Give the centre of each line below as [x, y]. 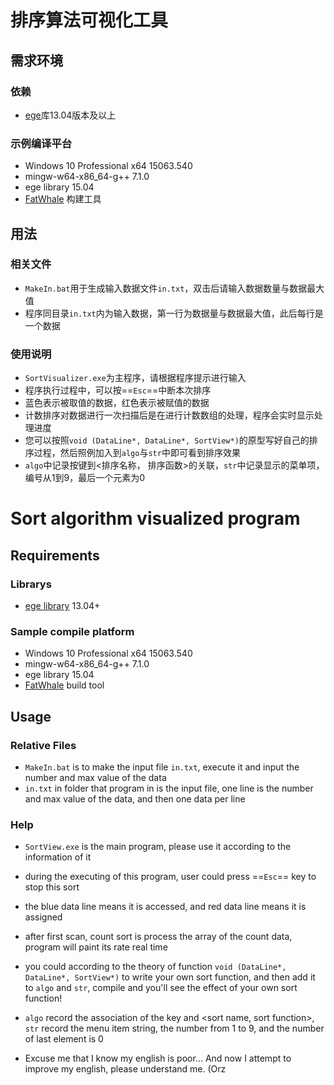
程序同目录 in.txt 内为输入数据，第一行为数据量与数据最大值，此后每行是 [174, 313]
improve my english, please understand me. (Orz [125, 1069]
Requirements [55, 555]
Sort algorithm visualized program [155, 518]
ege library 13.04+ [62, 606]
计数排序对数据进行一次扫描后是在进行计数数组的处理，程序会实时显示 [169, 415]
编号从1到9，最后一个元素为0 [85, 478]
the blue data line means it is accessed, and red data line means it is [165, 907]
